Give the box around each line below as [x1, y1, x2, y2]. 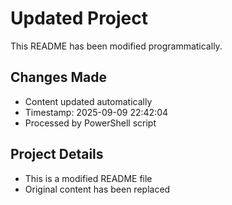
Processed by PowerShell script [24, 117, 157, 129]
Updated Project [10, 7, 149, 30]
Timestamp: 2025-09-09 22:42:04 [24, 106, 169, 118]
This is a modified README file [24, 172, 153, 184]
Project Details [10, 146, 104, 163]
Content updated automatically [24, 95, 153, 107]
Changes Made [10, 69, 107, 86]
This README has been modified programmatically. [10, 40, 223, 52]
